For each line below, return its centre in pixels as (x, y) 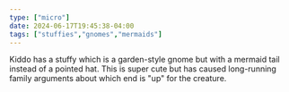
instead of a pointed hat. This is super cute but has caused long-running (143, 69)
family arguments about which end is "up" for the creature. (118, 79)
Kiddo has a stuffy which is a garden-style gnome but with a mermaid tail (144, 60)
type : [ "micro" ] (39, 17)
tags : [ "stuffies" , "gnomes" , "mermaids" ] (86, 34)
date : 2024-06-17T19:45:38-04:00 (72, 26)
